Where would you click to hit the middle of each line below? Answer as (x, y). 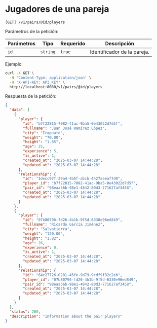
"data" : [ (20, 110)
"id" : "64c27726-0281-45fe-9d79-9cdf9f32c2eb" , (73, 275)
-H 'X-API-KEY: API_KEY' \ (37, 82)
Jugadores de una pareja (57, 9)
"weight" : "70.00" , (43, 137)
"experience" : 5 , (40, 151)
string (48, 52)
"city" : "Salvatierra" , (47, 229)
